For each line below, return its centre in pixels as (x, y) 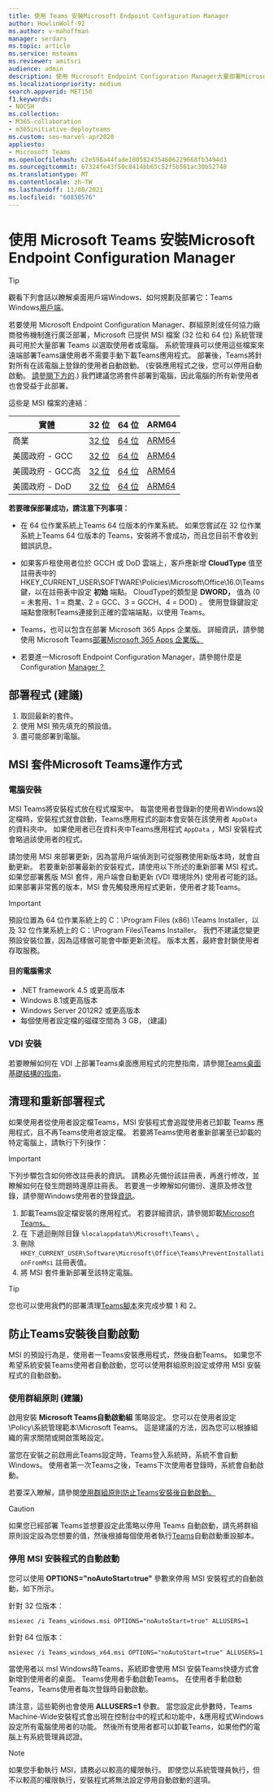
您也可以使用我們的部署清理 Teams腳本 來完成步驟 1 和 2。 (104, 1306)
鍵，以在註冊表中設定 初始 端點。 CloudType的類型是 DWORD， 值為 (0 (140, 592)
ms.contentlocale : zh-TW (50, 182)
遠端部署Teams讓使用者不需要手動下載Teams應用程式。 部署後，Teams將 (132, 355)
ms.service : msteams (43, 54)
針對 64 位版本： (37, 1637)
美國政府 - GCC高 (47, 471)
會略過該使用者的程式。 (48, 840)
